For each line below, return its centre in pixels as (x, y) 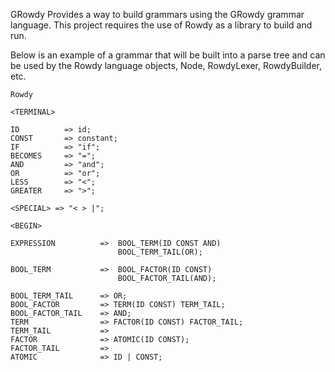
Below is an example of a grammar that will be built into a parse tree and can (168, 55)
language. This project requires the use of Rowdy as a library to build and (161, 25)
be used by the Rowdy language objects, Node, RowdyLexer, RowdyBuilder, (166, 65)
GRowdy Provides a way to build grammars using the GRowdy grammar (157, 14)
